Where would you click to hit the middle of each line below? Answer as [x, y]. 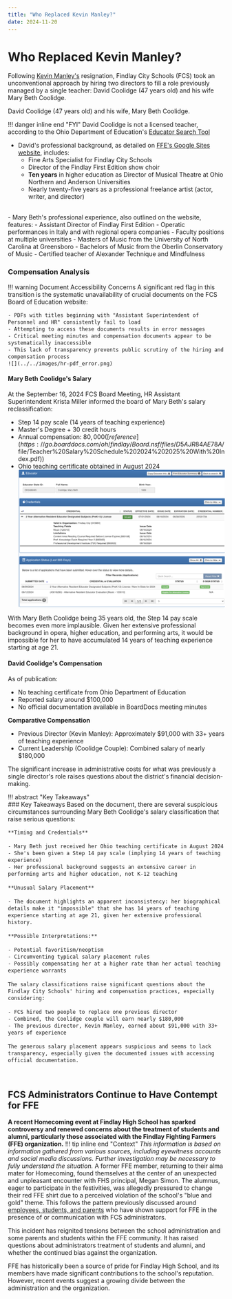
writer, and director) [56, 197]
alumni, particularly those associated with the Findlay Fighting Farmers [112, 1137]
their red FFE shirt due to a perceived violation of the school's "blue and [110, 1195]
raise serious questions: [42, 819]
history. [20, 922]
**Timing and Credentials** [48, 832]
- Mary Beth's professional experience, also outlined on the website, [105, 217]
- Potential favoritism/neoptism [56, 950]
